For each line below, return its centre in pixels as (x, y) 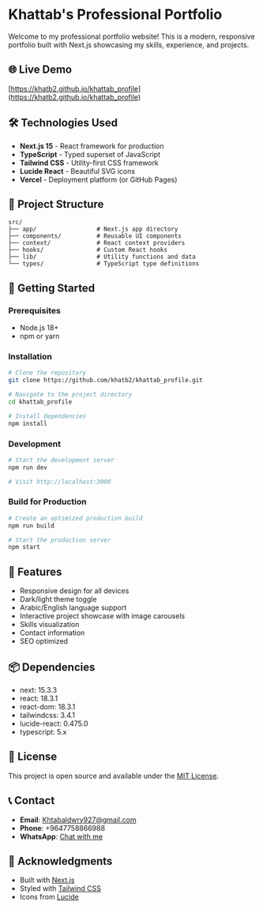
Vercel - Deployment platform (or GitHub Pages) (98, 179)
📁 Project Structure (56, 204)
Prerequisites (34, 310)
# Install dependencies (47, 416)
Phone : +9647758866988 (62, 828)
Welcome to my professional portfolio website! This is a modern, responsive (131, 36)
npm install (28, 423)
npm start (24, 547)
